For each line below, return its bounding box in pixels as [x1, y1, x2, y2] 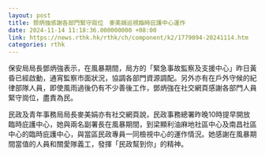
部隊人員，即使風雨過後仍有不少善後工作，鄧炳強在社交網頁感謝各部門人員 [14, 84, 257, 93]
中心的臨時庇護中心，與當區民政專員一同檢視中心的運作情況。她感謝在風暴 [8, 129, 250, 139]
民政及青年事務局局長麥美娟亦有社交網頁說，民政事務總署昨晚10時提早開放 [8, 110, 251, 119]
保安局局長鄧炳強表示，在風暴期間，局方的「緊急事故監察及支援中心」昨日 [8, 64, 250, 73]
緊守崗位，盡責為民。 [8, 93, 77, 102]
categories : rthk [8, 41, 65, 49]
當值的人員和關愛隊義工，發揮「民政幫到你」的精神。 [14, 139, 188, 149]
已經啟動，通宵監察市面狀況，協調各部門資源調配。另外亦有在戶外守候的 [14, 73, 250, 83]
